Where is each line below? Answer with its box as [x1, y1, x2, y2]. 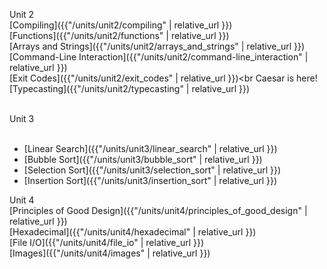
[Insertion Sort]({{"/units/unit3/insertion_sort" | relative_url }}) [23, 175, 278, 186]
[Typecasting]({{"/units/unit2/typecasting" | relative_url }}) [9, 83, 251, 94]
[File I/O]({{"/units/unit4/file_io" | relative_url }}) [9, 237, 205, 248]
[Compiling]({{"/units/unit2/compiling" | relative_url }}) [9, 19, 233, 31]
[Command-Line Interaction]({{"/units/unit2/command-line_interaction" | [9, 51, 309, 63]
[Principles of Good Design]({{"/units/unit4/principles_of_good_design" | [9, 205, 308, 216]
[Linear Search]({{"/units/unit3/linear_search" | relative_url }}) [23, 143, 278, 154]
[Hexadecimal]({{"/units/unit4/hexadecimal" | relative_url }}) [9, 226, 257, 238]
